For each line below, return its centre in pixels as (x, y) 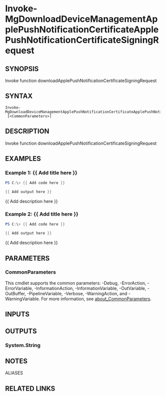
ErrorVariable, (19, 288)
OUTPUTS (21, 331)
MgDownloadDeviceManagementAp (82, 19)
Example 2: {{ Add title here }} (42, 214)
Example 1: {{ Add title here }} (41, 172)
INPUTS (17, 314)
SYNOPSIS (22, 69)
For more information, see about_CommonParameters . (96, 299)
